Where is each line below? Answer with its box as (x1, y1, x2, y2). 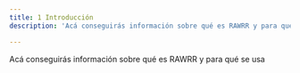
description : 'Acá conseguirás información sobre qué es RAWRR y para (9, 21, 278, 30)
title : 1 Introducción (9, 12, 94, 22)
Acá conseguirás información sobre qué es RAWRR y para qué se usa (9, 53, 265, 64)
